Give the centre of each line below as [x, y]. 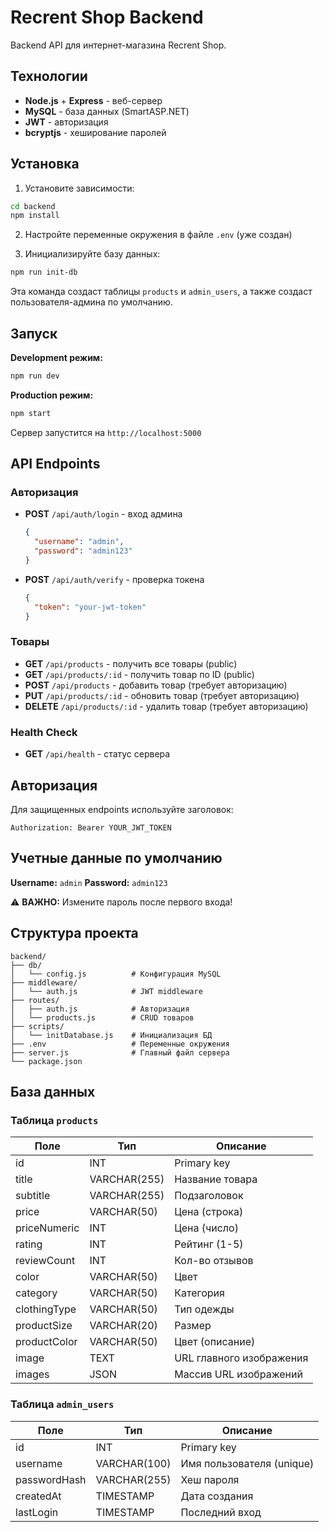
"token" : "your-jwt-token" [90, 607]
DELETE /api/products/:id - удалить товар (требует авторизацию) [166, 706]
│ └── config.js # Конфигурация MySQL [116, 974]
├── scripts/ [37, 1026]
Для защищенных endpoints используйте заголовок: [122, 809]
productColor [46, 1342]
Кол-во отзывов [214, 1261]
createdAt [38, 1496]
